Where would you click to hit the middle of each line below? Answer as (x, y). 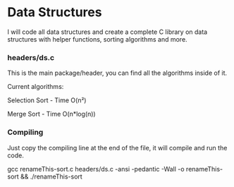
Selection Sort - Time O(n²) (47, 100)
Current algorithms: (36, 87)
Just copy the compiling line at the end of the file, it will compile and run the (117, 147)
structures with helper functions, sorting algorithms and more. (98, 39)
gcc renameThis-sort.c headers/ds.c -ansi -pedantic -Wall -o (96, 169)
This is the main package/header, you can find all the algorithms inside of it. (117, 73)
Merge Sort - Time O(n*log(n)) (52, 114)
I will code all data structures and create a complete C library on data (107, 32)
